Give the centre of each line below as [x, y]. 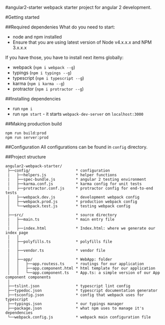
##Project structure [26, 157]
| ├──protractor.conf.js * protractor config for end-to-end [80, 188]
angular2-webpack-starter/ [34, 166]
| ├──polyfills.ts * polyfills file [60, 242]
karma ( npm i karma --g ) [39, 84]
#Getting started [22, 17]
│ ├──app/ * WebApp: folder [60, 259]
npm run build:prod [26, 133]
